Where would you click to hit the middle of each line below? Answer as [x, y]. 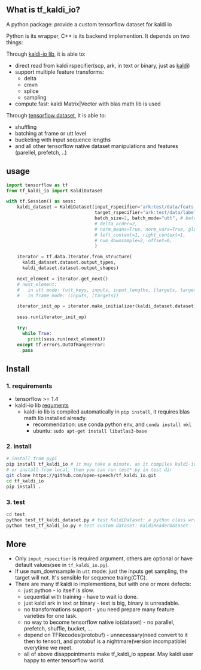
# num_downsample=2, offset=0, [133, 240]
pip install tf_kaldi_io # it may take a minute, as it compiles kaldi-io [101, 464]
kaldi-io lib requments [42, 405]
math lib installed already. [55, 418]
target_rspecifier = [119, 213]
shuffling [26, 127]
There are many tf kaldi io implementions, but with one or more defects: [103, 584]
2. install [19, 446]
